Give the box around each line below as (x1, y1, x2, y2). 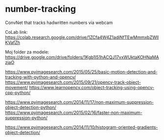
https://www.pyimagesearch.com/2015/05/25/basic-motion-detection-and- (5, 69, 158, 74)
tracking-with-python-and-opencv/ (5, 74, 76, 80)
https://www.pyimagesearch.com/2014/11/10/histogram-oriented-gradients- (5, 124, 158, 130)
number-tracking (5, 3, 76, 15)
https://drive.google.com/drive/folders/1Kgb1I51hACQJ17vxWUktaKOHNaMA (5, 54, 159, 60)
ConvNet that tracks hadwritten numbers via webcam (5, 20, 113, 25)
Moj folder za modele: (5, 49, 49, 55)
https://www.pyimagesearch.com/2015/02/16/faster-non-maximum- (5, 109, 142, 116)
